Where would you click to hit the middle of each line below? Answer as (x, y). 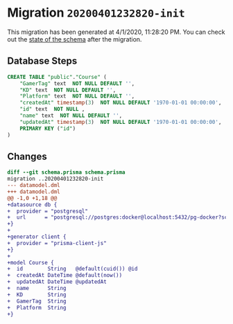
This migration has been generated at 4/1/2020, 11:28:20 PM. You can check (116, 32)
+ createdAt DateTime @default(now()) (65, 276)
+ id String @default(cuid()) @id (72, 269)
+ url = (28, 217)
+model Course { (31, 262)
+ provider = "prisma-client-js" (57, 243)
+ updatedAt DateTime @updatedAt (57, 282)
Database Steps (42, 61)
